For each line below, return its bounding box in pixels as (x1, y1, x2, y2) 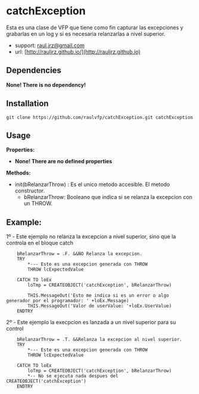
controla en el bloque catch (6, 240, 73, 247)
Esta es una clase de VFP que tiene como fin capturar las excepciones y (6, 24, 184, 31)
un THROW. (23, 200, 52, 207)
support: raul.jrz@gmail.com (14, 42, 85, 49)
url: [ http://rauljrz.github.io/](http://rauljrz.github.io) (14, 48, 141, 55)
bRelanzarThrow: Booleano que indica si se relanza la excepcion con (23, 194, 192, 201)
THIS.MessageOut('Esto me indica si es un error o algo (27, 293, 169, 299)
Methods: (6, 169, 31, 176)
